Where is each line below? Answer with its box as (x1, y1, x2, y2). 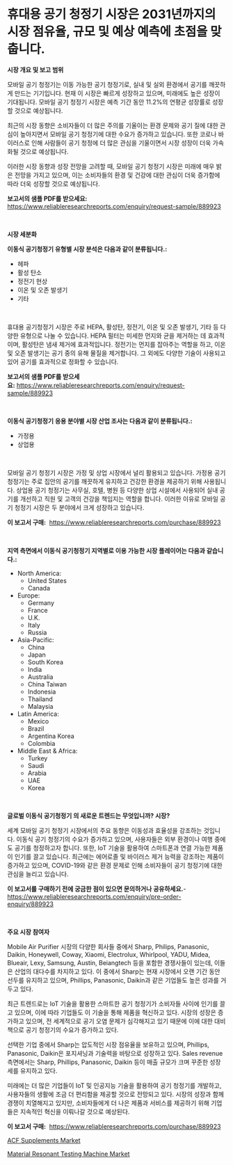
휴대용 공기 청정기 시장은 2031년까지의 (7, 6, 216, 22)
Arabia (27, 769, 47, 777)
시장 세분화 (7, 230, 37, 238)
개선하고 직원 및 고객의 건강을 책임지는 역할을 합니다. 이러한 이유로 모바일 (19, 494, 219, 503)
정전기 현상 (17, 276, 48, 286)
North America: (17, 569, 61, 577)
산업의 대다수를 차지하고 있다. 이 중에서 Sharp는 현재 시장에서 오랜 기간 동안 (14, 967, 220, 976)
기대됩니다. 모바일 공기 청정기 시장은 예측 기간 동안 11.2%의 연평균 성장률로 (7, 97, 211, 106)
